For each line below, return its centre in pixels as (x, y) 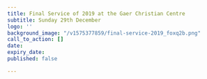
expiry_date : (26, 53)
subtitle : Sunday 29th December (54, 20)
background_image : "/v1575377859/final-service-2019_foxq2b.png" (104, 33)
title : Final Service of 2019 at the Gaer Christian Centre (97, 14)
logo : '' (20, 26)
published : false (32, 59)
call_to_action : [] (36, 39)
